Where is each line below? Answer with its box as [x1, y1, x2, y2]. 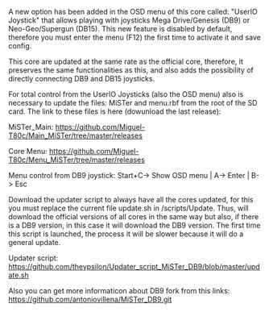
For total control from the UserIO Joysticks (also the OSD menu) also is [8, 89, 244, 99]
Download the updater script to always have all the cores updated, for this [8, 195, 254, 204]
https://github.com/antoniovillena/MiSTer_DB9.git [8, 294, 172, 304]
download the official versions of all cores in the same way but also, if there [8, 212, 259, 221]
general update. [8, 238, 61, 247]
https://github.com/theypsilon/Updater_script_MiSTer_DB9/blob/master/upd [8, 262, 260, 271]
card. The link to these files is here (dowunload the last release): [8, 106, 221, 116]
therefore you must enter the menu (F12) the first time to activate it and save [8, 32, 262, 42]
